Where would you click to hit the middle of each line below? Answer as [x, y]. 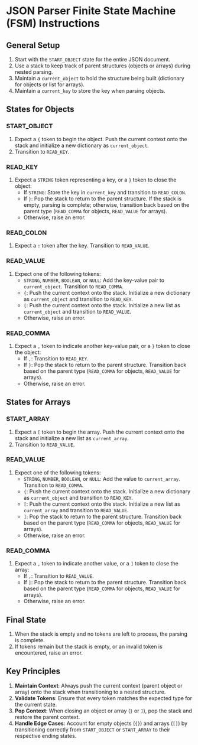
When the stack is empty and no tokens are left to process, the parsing [101, 634]
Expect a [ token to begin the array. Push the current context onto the [100, 432]
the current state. [36, 704]
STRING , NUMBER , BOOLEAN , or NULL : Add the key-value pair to [94, 280]
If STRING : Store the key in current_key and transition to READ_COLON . [105, 192]
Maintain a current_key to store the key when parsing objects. [90, 91]
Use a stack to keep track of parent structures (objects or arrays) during [103, 66]
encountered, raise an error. [49, 653]
